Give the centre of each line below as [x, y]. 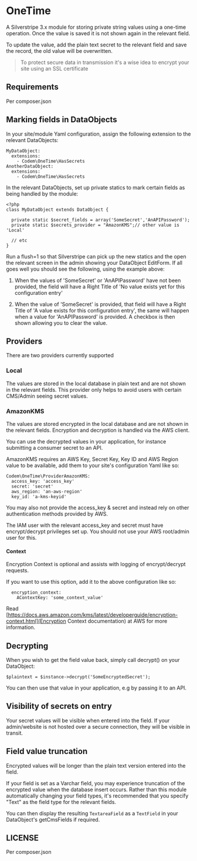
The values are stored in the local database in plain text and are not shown [96, 384]
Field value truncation [47, 751]
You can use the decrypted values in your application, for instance [86, 441]
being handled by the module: [42, 194]
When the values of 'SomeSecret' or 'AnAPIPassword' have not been [98, 280]
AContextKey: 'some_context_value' [60, 598]
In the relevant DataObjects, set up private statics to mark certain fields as [96, 187]
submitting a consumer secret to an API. [55, 448]
